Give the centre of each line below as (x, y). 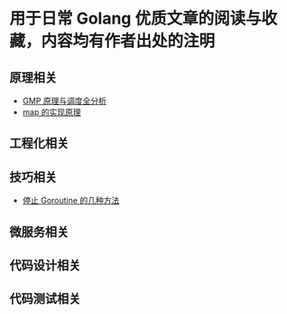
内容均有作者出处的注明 (128, 41)
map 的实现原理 (51, 112)
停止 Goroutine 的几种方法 (71, 201)
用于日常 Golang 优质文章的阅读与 (135, 19)
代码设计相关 (45, 265)
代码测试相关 (45, 299)
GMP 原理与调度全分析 (64, 101)
